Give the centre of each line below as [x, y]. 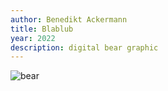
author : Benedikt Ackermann [69, 19]
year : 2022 [33, 38]
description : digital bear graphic [84, 47]
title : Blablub [42, 29]
